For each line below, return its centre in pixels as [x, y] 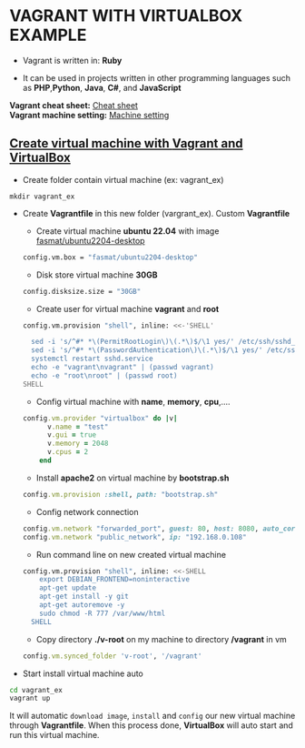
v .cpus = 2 [68, 452]
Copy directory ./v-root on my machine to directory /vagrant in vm [162, 639]
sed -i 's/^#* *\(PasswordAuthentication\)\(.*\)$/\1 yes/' [147, 350]
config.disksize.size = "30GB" [82, 291]
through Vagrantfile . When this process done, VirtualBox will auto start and [151, 725]
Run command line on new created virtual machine [131, 554]
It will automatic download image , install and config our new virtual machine [152, 716]
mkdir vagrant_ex [42, 197]
